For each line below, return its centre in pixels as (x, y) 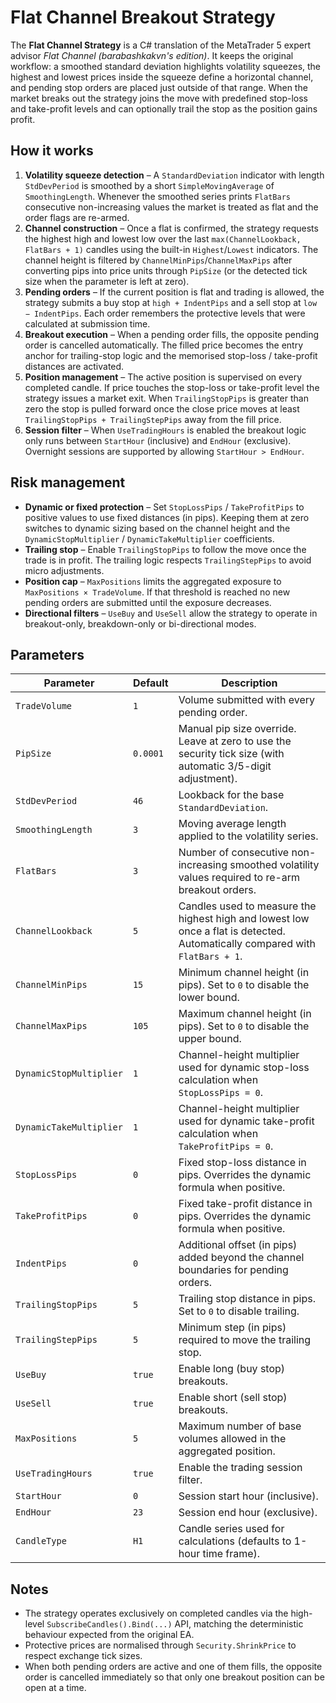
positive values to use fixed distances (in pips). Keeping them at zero (167, 517)
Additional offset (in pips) (238, 1245)
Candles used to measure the (247, 906)
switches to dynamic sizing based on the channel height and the (157, 528)
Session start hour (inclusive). (248, 1496)
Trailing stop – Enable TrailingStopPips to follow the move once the (165, 549)
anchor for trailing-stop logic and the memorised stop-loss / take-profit (171, 355)
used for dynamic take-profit (246, 1121)
